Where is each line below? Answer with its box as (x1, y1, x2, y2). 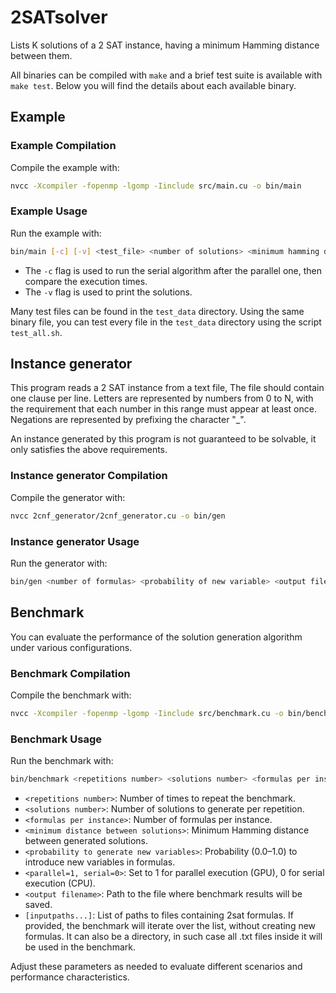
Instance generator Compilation (10, 469, 168, 483)
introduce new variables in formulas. (24, 856, 176, 868)
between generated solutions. (24, 834, 148, 846)
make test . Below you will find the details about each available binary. (10, 79, 297, 91)
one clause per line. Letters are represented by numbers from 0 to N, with (10, 392, 314, 405)
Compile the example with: (10, 161, 120, 173)
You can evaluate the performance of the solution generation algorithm (10, 631, 303, 643)
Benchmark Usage (10, 732, 102, 746)
